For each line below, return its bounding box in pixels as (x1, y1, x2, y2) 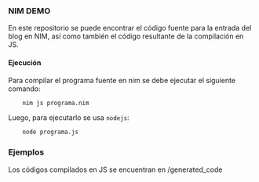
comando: (8, 84, 41, 93)
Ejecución (8, 57, 42, 67)
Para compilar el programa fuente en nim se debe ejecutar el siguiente (8, 75, 236, 85)
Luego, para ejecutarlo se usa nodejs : (8, 113, 129, 122)
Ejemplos (8, 147, 45, 158)
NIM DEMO (8, 5, 51, 16)
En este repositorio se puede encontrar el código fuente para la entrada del (8, 24, 252, 33)
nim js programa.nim (22, 99, 89, 107)
